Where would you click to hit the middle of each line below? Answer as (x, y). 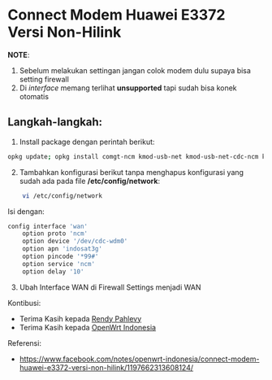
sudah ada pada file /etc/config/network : (89, 181)
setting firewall (44, 79)
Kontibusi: (24, 303)
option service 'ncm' (58, 264)
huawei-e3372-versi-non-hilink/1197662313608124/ (106, 367)
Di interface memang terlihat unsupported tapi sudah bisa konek (128, 88)
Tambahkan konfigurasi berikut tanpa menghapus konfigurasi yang (132, 172)
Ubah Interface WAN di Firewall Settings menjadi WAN (110, 287)
